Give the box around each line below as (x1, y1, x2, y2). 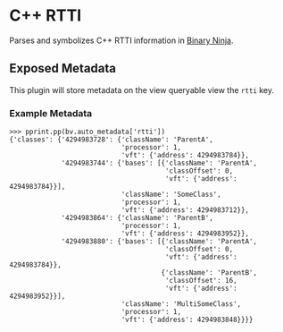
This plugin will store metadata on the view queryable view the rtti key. (9, 84, 275, 95)
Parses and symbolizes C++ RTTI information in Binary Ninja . (9, 35, 234, 46)
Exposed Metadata (9, 61, 117, 76)
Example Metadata (9, 106, 93, 119)
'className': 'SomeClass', (121, 190, 221, 200)
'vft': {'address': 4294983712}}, (121, 206, 250, 215)
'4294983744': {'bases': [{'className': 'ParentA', (61, 158, 257, 168)
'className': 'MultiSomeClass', (121, 300, 242, 309)
